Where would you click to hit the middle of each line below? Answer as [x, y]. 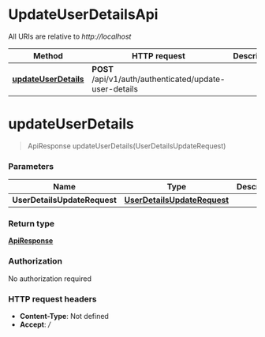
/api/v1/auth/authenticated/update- [159, 79]
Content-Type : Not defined [64, 316]
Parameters [31, 166]
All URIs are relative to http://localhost [70, 36]
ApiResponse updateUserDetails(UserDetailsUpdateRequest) [127, 146]
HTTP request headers [52, 299]
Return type [32, 224]
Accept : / [35, 324]
